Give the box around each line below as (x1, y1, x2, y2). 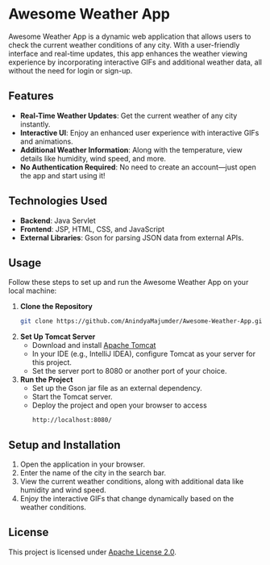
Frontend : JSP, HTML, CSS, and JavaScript (19, 224, 165, 234)
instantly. (19, 119, 51, 129)
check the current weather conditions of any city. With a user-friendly (8, 40, 240, 49)
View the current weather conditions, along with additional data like (19, 477, 244, 487)
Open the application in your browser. (19, 459, 146, 469)
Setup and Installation (8, 437, 121, 452)
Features (8, 90, 54, 103)
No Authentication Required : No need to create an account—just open (19, 162, 256, 172)
